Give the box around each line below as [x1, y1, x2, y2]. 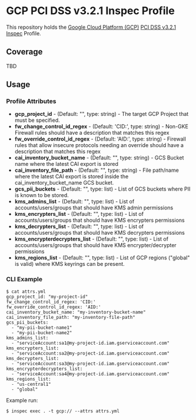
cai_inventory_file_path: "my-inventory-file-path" [6, 314, 135, 320]
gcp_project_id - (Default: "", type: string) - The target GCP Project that [14, 111, 189, 118]
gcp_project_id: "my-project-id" [6, 294, 88, 299]
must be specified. [14, 116, 60, 124]
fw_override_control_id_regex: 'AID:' [6, 304, 101, 310]
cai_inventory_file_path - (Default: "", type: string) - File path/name [14, 166, 180, 174]
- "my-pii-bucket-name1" [11, 325, 72, 331]
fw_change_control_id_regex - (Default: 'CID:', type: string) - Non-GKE [14, 123, 188, 130]
